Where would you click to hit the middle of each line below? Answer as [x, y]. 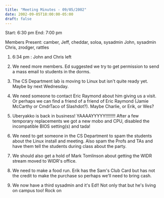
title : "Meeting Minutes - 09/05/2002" [46, 10]
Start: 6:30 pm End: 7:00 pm [34, 33]
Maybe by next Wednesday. [40, 86]
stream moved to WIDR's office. [44, 161]
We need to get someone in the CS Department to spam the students [82, 136]
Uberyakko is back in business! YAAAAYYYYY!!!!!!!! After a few [75, 116]
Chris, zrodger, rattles [27, 48]
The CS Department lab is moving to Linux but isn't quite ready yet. [80, 81]
